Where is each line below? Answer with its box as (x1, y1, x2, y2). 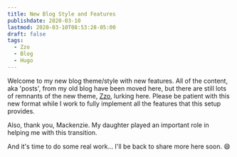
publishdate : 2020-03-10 (7, 17, 81, 24)
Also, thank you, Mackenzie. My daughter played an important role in (7, 121, 210, 129)
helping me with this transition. (7, 128, 98, 136)
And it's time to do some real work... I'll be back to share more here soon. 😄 (7, 142, 231, 151)
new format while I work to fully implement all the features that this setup (7, 99, 221, 108)
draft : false (7, 30, 46, 38)
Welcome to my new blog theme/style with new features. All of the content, (7, 76, 228, 85)
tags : (7, 37, 23, 44)
